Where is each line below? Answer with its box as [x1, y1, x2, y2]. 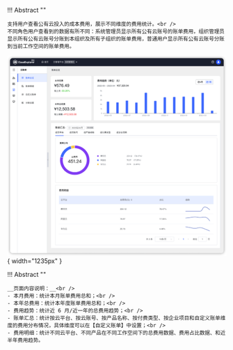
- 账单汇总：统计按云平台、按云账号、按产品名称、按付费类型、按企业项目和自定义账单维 [7, 315, 226, 322]
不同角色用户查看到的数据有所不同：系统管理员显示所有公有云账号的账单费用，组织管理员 [7, 28, 225, 35]
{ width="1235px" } [7, 257, 63, 265]
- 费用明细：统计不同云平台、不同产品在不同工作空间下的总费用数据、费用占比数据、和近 [7, 330, 226, 337]
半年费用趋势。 [7, 337, 44, 344]
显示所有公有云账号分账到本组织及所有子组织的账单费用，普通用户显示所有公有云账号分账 [7, 35, 225, 42]
